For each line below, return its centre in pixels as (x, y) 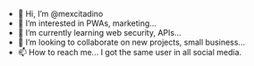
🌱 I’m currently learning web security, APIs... (99, 33)
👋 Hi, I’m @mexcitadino (60, 14)
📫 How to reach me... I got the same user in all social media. (130, 52)
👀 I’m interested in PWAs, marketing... (87, 23)
